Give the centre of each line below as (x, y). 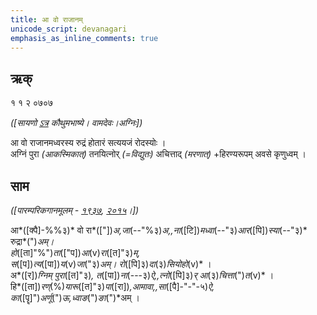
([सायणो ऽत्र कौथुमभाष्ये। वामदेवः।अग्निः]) (76, 123)
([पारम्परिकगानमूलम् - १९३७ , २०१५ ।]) (75, 210)
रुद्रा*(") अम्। (32, 241)
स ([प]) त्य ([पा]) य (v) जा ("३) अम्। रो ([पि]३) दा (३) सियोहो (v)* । (111, 264)
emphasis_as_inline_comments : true (84, 38)
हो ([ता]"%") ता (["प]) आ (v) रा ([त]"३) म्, (75, 252)
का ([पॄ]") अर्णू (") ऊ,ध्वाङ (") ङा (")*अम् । (75, 297)
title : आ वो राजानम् (46, 19)
